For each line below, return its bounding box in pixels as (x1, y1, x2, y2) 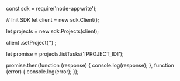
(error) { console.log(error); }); (6, 68, 79, 75)
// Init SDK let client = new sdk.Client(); (6, 16, 99, 23)
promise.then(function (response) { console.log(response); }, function (6, 62, 174, 69)
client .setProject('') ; (6, 39, 57, 46)
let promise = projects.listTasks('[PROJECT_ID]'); (6, 50, 124, 58)
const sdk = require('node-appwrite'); (6, 5, 98, 12)
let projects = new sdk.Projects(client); (6, 28, 99, 35)
